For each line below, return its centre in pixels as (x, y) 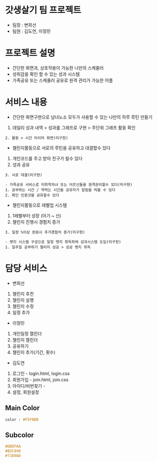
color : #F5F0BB (22, 419)
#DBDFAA (13, 447)
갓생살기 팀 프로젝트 (43, 10)
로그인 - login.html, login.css (41, 373)
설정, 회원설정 (26, 392)
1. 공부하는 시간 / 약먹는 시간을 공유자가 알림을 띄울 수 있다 (60, 190)
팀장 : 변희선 (24, 25)
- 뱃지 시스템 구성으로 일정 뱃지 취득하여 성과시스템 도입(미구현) (63, 242)
